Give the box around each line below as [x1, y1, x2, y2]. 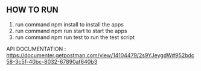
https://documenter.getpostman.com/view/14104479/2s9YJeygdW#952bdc [6, 51, 195, 59]
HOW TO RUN [6, 5, 59, 15]
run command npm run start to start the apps [14, 27, 127, 34]
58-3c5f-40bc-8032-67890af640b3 [6, 58, 98, 65]
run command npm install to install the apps [14, 20, 124, 28]
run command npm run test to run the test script [14, 33, 135, 41]
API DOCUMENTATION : [6, 45, 66, 52]
